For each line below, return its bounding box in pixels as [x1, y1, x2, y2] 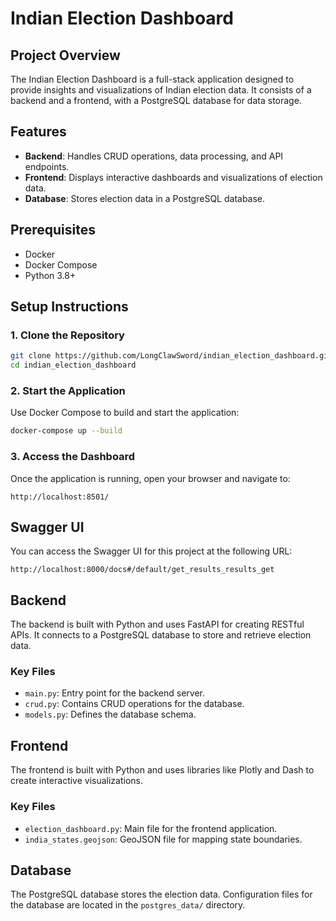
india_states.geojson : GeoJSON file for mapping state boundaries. [24, 833, 303, 845]
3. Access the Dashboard [10, 450, 136, 464]
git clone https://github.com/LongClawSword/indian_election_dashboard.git [10, 351, 333, 361]
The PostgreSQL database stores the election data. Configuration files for [10, 888, 313, 901]
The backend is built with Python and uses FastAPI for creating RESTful [10, 618, 305, 631]
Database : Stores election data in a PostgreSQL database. [24, 192, 266, 204]
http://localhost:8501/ [10, 492, 110, 502]
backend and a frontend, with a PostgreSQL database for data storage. [10, 95, 302, 106]
